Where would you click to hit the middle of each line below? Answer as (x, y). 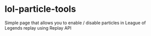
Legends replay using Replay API (38, 28)
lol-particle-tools (40, 9)
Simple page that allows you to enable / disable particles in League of (75, 23)
